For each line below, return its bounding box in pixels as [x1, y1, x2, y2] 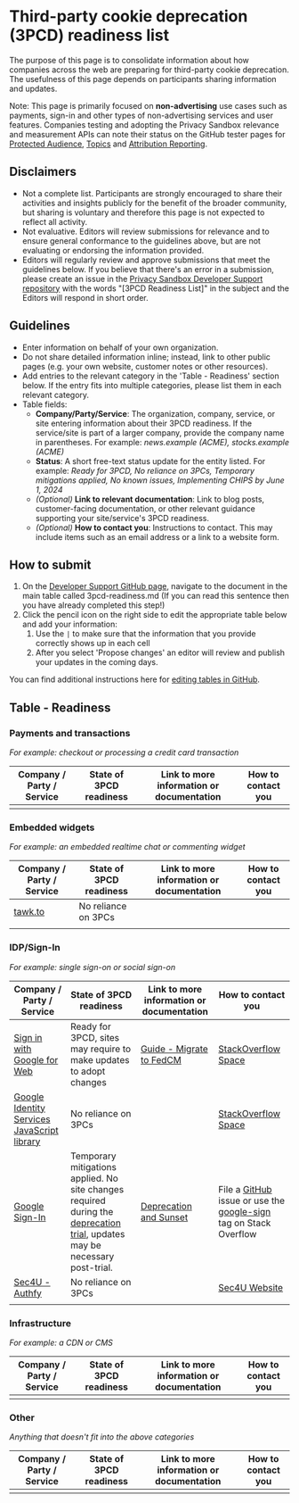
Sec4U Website [217, 1281, 283, 1293]
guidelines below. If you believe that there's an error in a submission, [21, 263, 274, 274]
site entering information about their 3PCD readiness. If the [35, 418, 252, 428]
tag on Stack [217, 1217, 271, 1229]
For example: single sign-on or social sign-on [9, 961, 176, 972]
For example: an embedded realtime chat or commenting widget [9, 842, 246, 852]
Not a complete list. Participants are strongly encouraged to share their [21, 187, 283, 198]
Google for [13, 1053, 59, 1066]
